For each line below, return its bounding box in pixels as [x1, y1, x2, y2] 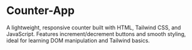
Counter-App [6, 4, 75, 18]
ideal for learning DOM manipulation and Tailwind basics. [6, 37, 150, 44]
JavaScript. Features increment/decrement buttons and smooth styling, [6, 30, 186, 37]
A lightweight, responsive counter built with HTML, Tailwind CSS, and [6, 24, 182, 31]
